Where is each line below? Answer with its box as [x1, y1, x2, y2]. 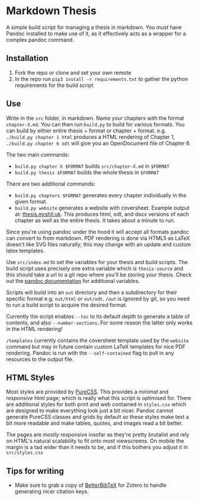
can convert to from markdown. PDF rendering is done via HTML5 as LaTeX [6, 235, 190, 242]
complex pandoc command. [6, 36, 74, 43]
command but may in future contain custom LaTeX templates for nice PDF [6, 343, 186, 350]
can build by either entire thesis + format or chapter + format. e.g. [6, 127, 167, 134]
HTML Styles [6, 372, 55, 382]
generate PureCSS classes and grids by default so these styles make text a [6, 414, 189, 421]
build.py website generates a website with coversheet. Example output [14, 204, 190, 211]
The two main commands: [6, 151, 70, 158]
